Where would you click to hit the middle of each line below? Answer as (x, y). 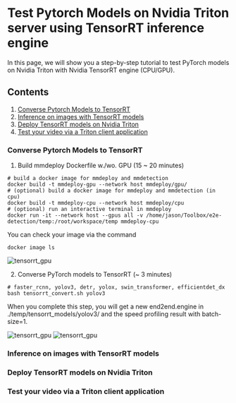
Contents (28, 92)
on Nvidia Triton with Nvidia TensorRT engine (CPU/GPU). (91, 70)
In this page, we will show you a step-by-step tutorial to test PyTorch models (118, 62)
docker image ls (31, 248)
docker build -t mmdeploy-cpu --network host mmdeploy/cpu (96, 203)
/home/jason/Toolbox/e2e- (184, 216)
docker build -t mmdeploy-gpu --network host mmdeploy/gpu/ (98, 185)
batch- (212, 314)
